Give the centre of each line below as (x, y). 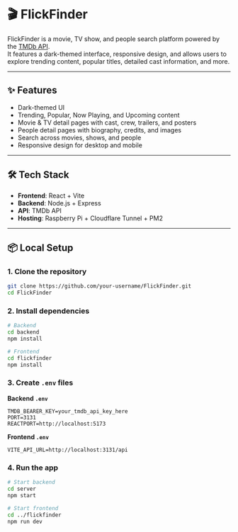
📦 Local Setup (40, 248)
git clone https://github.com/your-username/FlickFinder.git (100, 286)
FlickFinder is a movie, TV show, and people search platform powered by (114, 39)
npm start (22, 495)
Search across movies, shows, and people (79, 137)
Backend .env (28, 398)
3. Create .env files (40, 383)
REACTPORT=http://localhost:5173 (57, 424)
